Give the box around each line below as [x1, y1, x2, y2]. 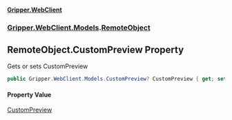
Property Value [7, 90, 52, 99]
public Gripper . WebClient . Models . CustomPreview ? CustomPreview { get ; [7, 76, 215, 83]
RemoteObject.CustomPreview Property [7, 43, 184, 55]
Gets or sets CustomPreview [7, 62, 88, 70]
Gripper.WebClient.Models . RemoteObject [7, 23, 151, 32]
